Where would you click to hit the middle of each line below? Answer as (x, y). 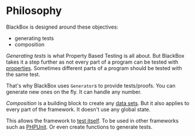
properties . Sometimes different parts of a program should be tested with (94, 68)
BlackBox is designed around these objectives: (62, 27)
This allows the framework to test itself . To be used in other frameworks (93, 120)
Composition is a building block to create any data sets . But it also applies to (98, 103)
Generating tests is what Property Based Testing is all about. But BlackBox (95, 55)
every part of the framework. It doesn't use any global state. (78, 109)
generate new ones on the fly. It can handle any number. (74, 92)
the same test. (23, 74)
